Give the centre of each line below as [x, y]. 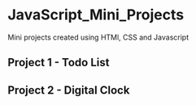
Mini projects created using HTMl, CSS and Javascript [98, 37]
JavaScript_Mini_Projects [96, 15]
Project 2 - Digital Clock [69, 90]
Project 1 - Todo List [59, 63]
